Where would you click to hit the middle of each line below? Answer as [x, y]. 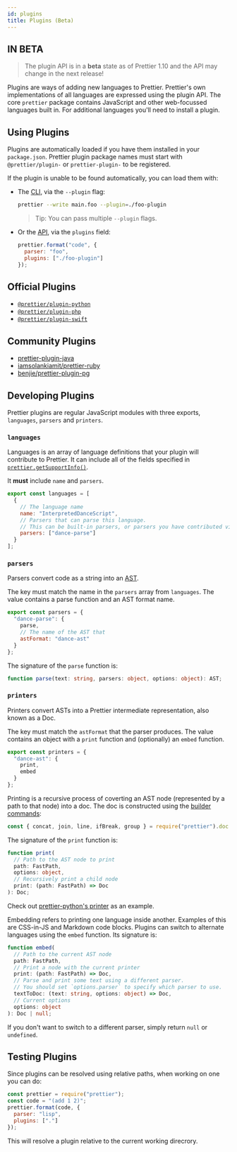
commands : [25, 813]
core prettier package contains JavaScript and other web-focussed [107, 103]
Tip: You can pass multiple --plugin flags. [96, 218]
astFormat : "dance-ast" [55, 639]
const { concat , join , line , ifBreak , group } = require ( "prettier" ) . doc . [120, 826]
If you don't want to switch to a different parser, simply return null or [108, 1027]
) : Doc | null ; [30, 1013]
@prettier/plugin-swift [53, 319]
